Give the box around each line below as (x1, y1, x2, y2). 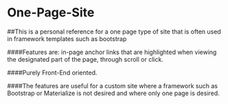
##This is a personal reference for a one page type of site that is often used (7, 27, 221, 36)
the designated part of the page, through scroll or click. (7, 55, 163, 63)
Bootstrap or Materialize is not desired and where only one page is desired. (7, 89, 220, 97)
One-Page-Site (7, 5, 95, 21)
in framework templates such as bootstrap (7, 34, 127, 42)
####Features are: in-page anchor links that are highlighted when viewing (7, 48, 217, 56)
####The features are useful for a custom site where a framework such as (7, 81, 218, 90)
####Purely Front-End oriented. (7, 68, 98, 77)
